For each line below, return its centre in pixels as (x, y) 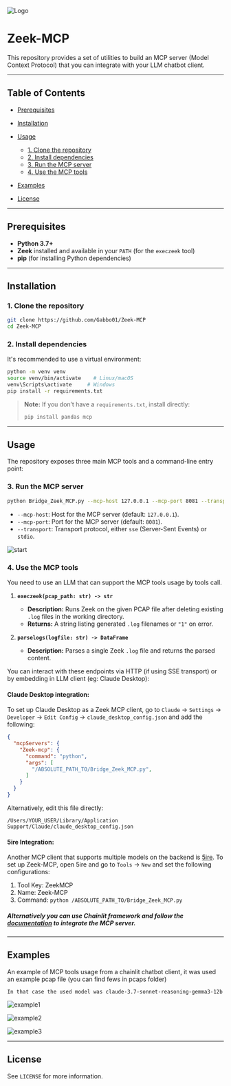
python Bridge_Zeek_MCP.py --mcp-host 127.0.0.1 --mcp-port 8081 (102, 501)
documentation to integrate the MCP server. (71, 923)
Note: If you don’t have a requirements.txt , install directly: (107, 404)
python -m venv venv (37, 372)
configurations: (29, 872)
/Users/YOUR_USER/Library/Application (63, 820)
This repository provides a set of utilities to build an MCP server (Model (108, 57)
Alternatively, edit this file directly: (55, 808)
